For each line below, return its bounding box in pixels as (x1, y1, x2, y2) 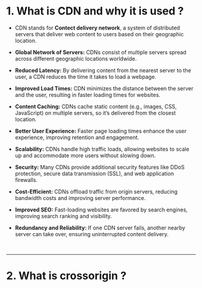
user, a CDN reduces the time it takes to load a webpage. (14, 73, 156, 80)
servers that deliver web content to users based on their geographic (14, 30, 185, 37)
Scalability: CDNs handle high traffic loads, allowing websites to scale (14, 145, 189, 152)
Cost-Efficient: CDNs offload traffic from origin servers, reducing (14, 188, 178, 195)
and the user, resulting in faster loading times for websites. (14, 91, 161, 98)
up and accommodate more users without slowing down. (14, 152, 156, 159)
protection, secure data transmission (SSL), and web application (14, 170, 174, 177)
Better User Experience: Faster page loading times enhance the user (14, 127, 187, 134)
